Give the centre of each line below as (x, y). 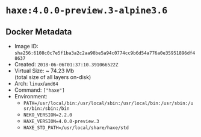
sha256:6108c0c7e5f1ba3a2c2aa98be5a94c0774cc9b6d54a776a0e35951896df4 (105, 53)
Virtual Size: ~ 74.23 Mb (44, 71)
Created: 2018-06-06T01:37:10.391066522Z (66, 64)
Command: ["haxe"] (39, 90)
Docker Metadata (39, 32)
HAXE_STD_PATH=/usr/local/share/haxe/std (76, 128)
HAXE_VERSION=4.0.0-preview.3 (61, 121)
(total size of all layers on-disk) (53, 77)
